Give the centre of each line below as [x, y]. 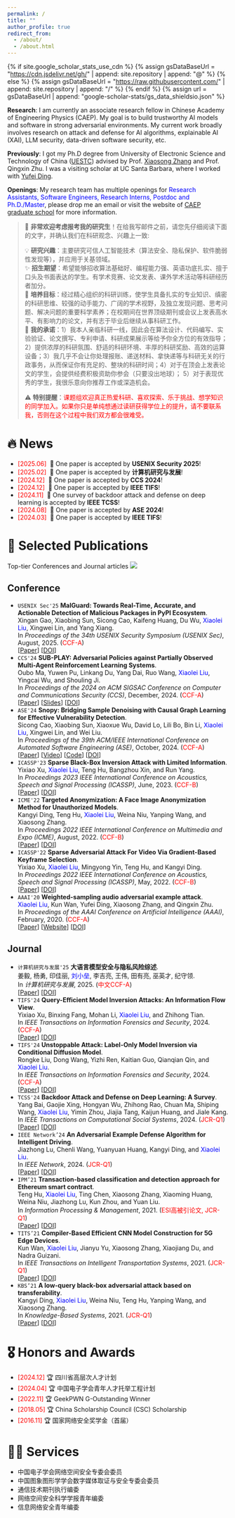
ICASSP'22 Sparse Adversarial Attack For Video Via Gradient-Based [116, 852]
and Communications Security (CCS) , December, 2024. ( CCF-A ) [110, 695]
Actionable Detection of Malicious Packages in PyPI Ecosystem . [113, 612]
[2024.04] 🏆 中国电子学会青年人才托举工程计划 [86, 1389]
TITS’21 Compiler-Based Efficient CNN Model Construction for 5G [115, 1233]
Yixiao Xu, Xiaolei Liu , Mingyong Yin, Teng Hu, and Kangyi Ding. [109, 867]
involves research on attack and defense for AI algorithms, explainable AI [113, 132]
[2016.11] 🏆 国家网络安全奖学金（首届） [75, 1421]
